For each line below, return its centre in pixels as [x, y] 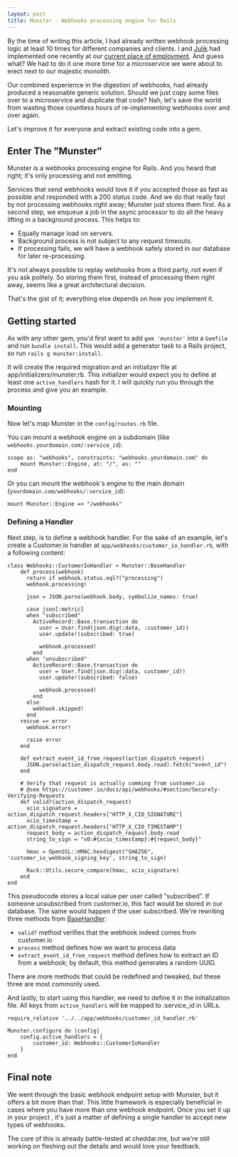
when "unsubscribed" [56, 659]
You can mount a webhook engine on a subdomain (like [88, 437]
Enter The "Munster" [55, 151]
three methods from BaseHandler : [57, 918]
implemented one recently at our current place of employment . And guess [116, 56]
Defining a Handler [40, 522]
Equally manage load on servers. [65, 233]
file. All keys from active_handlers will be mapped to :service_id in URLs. [114, 1005]
